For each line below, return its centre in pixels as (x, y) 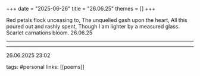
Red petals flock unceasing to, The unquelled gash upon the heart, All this (97, 20)
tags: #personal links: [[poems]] (45, 67)
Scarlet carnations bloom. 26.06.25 (49, 33)
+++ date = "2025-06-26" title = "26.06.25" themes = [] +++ (81, 9)
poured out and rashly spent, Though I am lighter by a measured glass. (93, 26)
